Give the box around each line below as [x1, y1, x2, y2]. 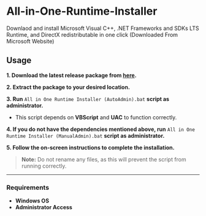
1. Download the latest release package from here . [6, 72, 137, 79]
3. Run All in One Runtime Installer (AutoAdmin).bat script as [6, 95, 170, 102]
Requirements [6, 183, 50, 192]
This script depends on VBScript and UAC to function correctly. [15, 113, 177, 121]
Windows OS [15, 197, 50, 204]
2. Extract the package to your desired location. [6, 83, 131, 91]
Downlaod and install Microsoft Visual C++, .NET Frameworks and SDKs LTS [6, 24, 199, 32]
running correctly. [21, 162, 67, 169]
